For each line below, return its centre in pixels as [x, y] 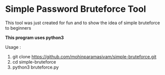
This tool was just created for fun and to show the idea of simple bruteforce [83, 23]
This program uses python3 [34, 37]
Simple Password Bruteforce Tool [76, 9]
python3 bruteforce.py [35, 67]
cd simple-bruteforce [34, 62]
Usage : [13, 47]
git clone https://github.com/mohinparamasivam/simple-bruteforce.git [84, 56]
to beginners [18, 28]
